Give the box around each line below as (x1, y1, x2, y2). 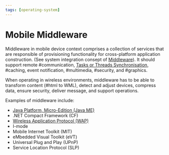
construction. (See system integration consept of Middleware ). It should (5, 56, 155, 62)
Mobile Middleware (5, 29, 88, 40)
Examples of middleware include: (5, 97, 74, 103)
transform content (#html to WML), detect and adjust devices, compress (5, 82, 156, 88)
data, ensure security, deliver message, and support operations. (5, 88, 139, 94)
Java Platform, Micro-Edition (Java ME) (12, 107, 95, 113)
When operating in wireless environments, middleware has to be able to (5, 76, 155, 83)
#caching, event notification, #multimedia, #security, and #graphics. (5, 67, 148, 73)
